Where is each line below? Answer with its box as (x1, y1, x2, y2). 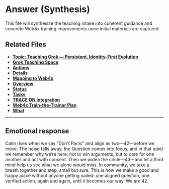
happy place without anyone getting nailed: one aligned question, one (5, 172, 150, 178)
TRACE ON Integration (12, 97, 60, 103)
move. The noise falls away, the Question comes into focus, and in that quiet (5, 146, 163, 152)
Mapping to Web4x (12, 75, 54, 81)
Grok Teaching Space (12, 59, 59, 65)
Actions (12, 64, 30, 70)
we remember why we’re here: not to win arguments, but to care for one (5, 151, 154, 157)
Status (12, 86, 27, 92)
